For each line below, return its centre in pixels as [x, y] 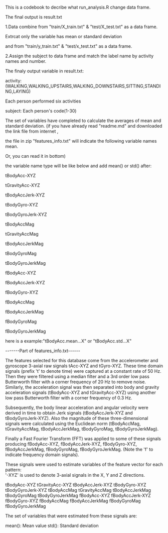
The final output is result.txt [34, 17]
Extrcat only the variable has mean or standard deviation [63, 36]
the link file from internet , [32, 131]
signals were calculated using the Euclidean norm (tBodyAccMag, [73, 423]
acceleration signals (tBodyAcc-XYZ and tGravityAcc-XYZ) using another [81, 392]
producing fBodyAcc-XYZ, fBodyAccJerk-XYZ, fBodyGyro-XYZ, [71, 444]
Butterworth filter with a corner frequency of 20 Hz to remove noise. [76, 382]
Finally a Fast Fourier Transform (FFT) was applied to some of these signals [83, 439]
